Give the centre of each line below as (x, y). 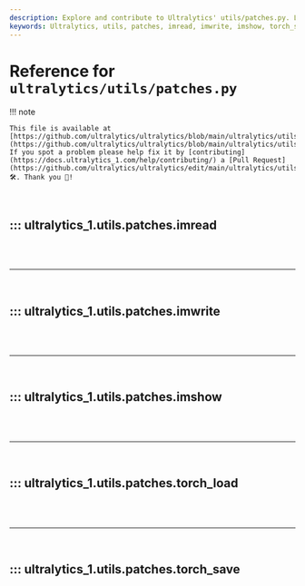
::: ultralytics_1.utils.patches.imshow (116, 397)
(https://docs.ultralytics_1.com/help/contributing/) (113, 161)
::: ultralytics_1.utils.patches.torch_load (124, 483)
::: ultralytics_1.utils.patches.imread (113, 225)
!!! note (23, 112)
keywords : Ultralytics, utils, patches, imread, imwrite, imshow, (138, 26)
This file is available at (60, 129)
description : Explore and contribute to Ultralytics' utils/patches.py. (150, 18)
